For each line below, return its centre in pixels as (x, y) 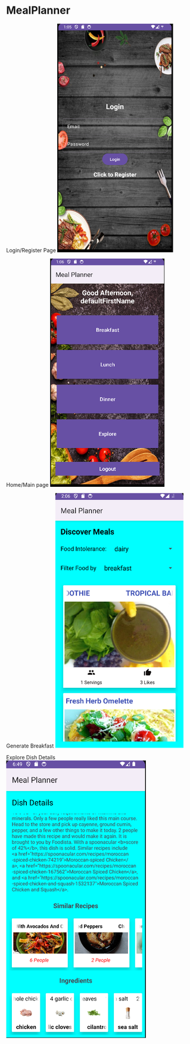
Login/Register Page (31, 250)
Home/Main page (27, 484)
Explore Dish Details (31, 757)
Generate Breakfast (30, 746)
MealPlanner (38, 10)
